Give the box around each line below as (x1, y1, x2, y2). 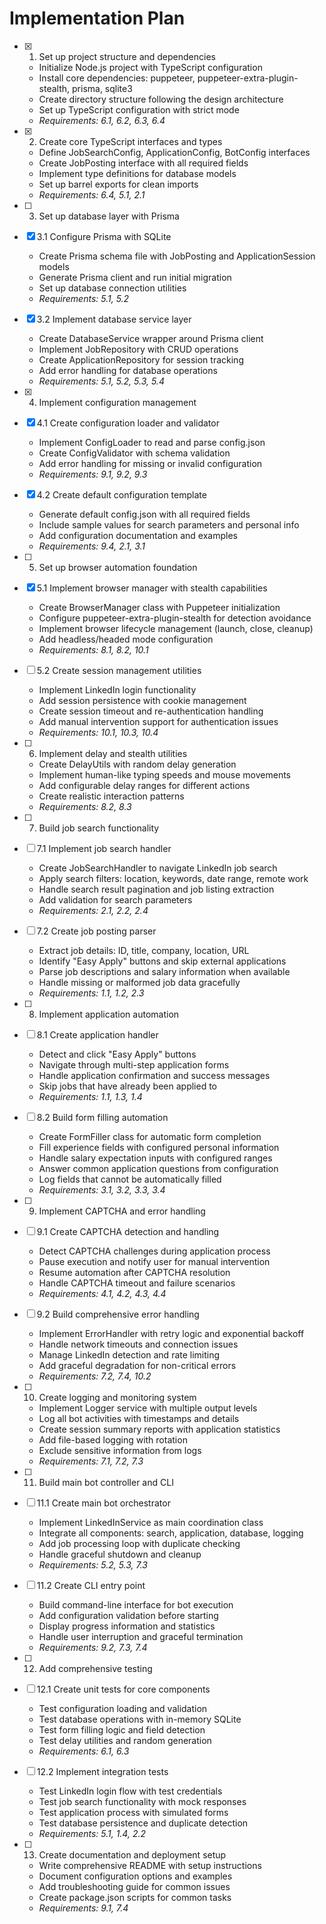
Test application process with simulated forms (38, 1806, 229, 1818)
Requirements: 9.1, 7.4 (38, 1902, 129, 1914)
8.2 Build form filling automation (36, 1111, 169, 1123)
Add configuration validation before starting (38, 1609, 219, 1621)
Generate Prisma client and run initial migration (38, 271, 232, 283)
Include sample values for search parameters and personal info (38, 518, 300, 531)
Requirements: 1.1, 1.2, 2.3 (38, 987, 145, 999)
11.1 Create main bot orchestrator (36, 1497, 171, 1509)
